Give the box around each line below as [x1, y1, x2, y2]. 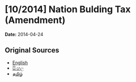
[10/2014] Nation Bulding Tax [5, 4, 131, 15]
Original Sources [5, 46, 59, 54]
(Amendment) [5, 14, 66, 26]
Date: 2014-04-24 [5, 31, 43, 37]
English [12, 60, 28, 66]
